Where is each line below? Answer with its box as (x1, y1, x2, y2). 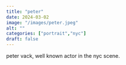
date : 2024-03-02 (6, 14, 49, 20)
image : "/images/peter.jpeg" (6, 19, 78, 25)
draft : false (6, 36, 39, 42)
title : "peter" (6, 8, 44, 15)
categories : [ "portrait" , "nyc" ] (6, 31, 86, 37)
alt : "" (6, 25, 26, 31)
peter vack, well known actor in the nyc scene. (6, 53, 120, 59)
